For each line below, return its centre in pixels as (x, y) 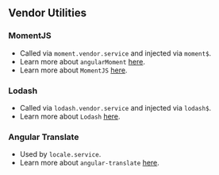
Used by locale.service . (60, 154)
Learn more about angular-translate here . (90, 163)
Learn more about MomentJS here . (73, 70)
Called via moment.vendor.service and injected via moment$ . (115, 53)
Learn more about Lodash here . (70, 116)
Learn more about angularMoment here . (82, 61)
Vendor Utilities (48, 13)
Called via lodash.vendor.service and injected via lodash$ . (115, 107)
